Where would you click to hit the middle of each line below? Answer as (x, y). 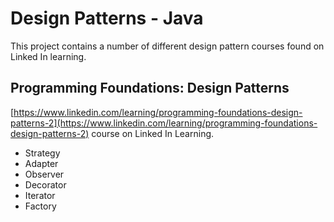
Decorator (45, 184)
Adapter (41, 163)
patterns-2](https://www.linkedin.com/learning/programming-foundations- (164, 123)
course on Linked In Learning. (153, 133)
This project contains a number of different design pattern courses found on (167, 46)
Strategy (42, 153)
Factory (40, 206)
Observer (44, 174)
